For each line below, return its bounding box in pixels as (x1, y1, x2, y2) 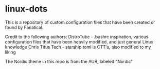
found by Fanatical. (5, 24, 44, 30)
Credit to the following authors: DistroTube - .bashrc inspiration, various (5, 34, 149, 40)
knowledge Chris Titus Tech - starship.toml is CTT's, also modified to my (5, 44, 151, 50)
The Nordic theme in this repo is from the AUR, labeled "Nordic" (5, 58, 133, 64)
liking (5, 49, 16, 55)
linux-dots (5, 3, 48, 14)
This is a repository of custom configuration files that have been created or (5, 19, 156, 25)
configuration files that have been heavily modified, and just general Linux (5, 39, 154, 44)
